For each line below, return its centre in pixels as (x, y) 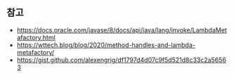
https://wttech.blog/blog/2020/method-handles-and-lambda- (106, 45)
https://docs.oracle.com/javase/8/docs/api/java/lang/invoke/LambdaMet (122, 30)
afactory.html (36, 37)
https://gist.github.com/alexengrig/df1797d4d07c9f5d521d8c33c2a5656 (121, 60)
